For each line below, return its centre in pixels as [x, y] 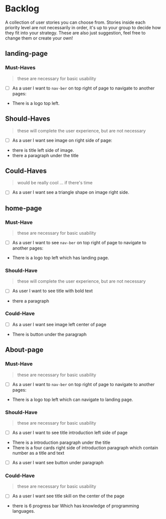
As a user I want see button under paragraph [58, 463]
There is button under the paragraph [49, 334]
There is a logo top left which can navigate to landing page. [73, 399]
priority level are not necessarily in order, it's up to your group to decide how [83, 27]
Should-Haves [28, 119]
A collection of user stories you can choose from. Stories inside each [75, 22]
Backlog [22, 9]
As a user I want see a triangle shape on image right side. [71, 192]
